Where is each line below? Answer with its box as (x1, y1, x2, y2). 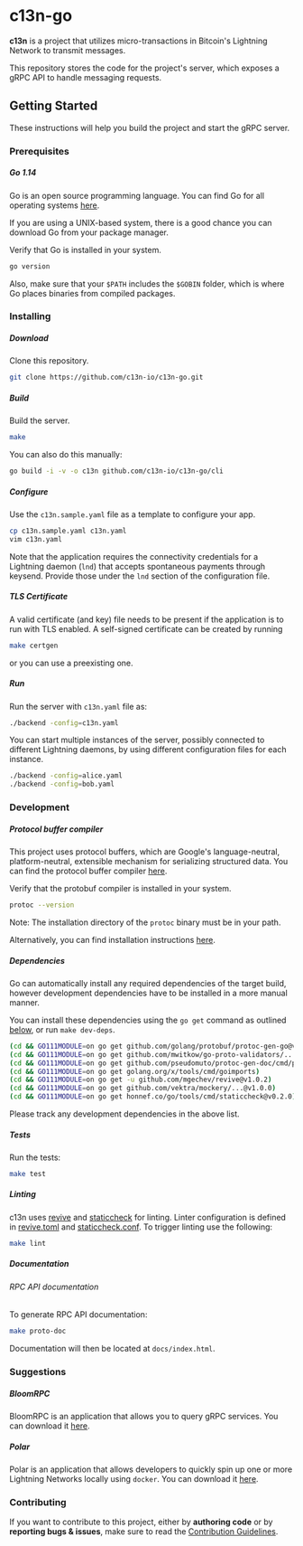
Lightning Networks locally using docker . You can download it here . (9, 1474, 259, 1485)
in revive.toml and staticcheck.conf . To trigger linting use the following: (9, 1221, 273, 1232)
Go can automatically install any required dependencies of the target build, (9, 977, 287, 988)
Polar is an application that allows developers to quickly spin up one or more (9, 1464, 293, 1475)
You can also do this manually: (9, 449, 123, 460)
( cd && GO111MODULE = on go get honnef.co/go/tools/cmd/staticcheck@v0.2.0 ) (9, 1092, 297, 1101)
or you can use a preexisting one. (9, 657, 133, 668)
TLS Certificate (9, 591, 69, 602)
